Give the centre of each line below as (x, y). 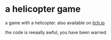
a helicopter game (43, 9)
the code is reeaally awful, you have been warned (56, 32)
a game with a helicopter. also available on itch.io (55, 23)
